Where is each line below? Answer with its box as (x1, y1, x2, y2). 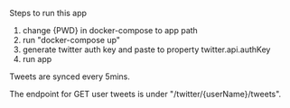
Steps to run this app (9, 8, 88, 18)
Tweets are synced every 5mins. (9, 71, 131, 82)
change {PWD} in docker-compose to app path (22, 25, 199, 35)
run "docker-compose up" (22, 35, 120, 45)
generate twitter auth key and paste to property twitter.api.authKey (22, 44, 271, 55)
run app (22, 54, 52, 64)
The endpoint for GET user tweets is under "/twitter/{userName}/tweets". (9, 89, 282, 99)
